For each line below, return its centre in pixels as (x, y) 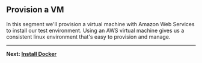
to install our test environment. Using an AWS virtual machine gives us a (95, 30)
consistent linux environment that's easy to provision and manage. (88, 37)
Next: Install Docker (32, 53)
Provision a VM (35, 10)
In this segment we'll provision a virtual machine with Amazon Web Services (100, 24)
